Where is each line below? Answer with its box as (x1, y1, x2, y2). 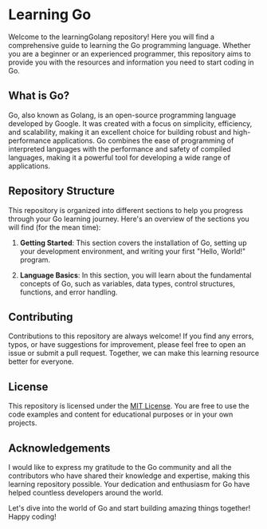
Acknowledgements (8, 441, 111, 455)
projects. (8, 418, 37, 428)
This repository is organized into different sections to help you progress (8, 205, 243, 215)
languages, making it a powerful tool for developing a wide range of (8, 152, 231, 162)
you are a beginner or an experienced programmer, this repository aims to (8, 49, 251, 58)
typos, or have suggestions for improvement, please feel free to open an (8, 340, 246, 349)
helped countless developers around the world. (8, 488, 163, 497)
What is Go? (8, 89, 70, 103)
